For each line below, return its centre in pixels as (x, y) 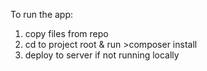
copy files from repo (66, 33)
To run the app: (42, 14)
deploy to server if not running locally (102, 55)
